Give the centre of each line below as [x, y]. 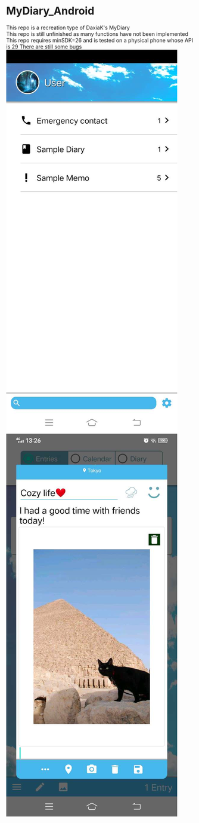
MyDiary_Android [50, 11]
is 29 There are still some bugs [44, 47]
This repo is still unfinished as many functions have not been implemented [97, 33]
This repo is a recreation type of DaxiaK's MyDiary [68, 28]
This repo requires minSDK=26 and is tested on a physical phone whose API [100, 40]
